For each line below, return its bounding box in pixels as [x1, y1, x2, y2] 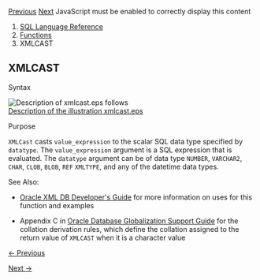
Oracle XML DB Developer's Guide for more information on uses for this [19, 192, 253, 202]
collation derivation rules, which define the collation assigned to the [19, 224, 240, 233]
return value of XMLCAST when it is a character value [19, 233, 186, 242]
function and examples [19, 200, 95, 210]
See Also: [8, 177, 39, 186]
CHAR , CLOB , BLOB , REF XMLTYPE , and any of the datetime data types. [8, 162, 219, 171]
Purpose [8, 121, 36, 131]
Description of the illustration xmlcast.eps [8, 106, 143, 115]
